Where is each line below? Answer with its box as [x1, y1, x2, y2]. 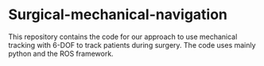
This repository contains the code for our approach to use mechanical [8, 32, 238, 41]
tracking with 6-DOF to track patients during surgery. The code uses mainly [8, 40, 256, 49]
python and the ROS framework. [8, 49, 114, 58]
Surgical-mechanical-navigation [8, 6, 228, 24]
